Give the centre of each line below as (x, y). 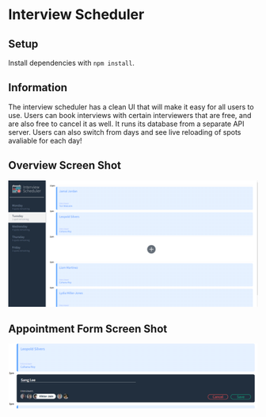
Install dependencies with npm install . (71, 63)
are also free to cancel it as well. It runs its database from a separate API (126, 124)
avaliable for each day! (45, 140)
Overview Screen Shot (65, 165)
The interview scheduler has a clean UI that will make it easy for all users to (131, 107)
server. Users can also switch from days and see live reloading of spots (125, 132)
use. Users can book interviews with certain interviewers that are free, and (130, 115)
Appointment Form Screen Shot (88, 329)
